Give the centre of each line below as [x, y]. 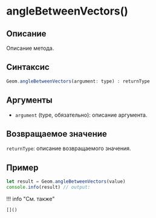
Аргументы [29, 100]
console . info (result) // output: [48, 187]
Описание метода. [30, 48]
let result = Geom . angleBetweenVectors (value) [66, 182]
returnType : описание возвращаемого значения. [69, 148]
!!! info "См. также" [31, 199]
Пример [22, 167]
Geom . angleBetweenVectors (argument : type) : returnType [78, 81]
